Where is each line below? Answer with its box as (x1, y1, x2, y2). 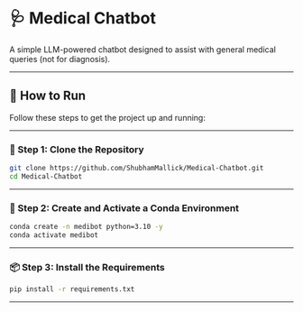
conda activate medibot (9, 230, 99, 240)
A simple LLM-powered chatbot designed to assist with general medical (9, 43, 277, 55)
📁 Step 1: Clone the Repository (9, 142, 144, 155)
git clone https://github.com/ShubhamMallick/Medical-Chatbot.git (9, 164, 264, 173)
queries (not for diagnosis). (9, 53, 111, 64)
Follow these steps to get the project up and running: (9, 112, 206, 123)
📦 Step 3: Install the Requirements (9, 261, 165, 273)
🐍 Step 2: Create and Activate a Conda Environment (9, 201, 240, 214)
